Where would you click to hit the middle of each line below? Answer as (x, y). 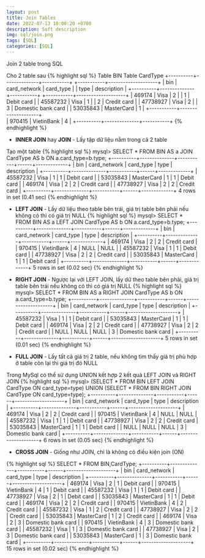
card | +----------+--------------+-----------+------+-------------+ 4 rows (101, 190)
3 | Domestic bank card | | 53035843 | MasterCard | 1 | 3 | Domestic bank (99, 535)
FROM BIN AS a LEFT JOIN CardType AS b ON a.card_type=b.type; (100, 222)
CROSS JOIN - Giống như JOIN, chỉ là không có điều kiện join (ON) (100, 452)
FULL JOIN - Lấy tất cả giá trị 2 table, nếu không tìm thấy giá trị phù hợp (106, 356)
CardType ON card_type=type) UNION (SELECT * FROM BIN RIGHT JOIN (99, 388)
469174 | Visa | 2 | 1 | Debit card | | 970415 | (125, 483)
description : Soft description (46, 29)
